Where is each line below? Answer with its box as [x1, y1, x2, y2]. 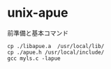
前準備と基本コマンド [7, 29, 68, 37]
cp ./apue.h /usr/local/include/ [7, 49, 105, 56]
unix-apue [7, 5, 68, 21]
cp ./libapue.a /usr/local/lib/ [7, 43, 105, 49]
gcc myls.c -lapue [7, 54, 61, 62]
